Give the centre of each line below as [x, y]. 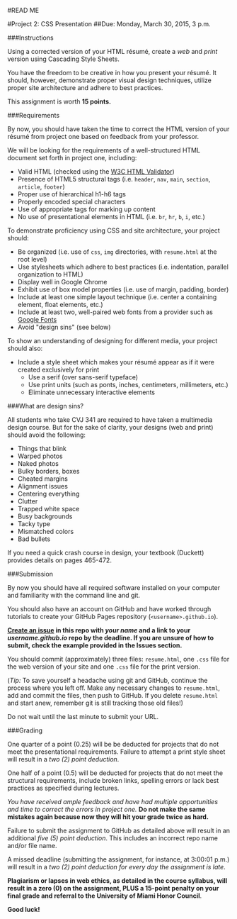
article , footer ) [41, 186]
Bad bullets [34, 539]
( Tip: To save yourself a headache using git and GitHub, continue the [108, 680]
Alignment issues [43, 486]
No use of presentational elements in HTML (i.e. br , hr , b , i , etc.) [111, 217]
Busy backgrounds [45, 516]
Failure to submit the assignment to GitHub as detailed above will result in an [119, 830]
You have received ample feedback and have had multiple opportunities [112, 802]
